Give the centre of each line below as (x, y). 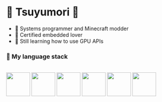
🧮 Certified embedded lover (49, 34)
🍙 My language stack (37, 56)
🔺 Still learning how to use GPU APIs (59, 41)
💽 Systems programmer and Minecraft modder (72, 28)
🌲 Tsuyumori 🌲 (42, 12)
